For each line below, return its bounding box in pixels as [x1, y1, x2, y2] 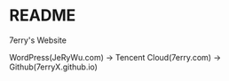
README [9, 5, 76, 26]
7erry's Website [9, 35, 67, 45]
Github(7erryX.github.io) [9, 61, 98, 72]
